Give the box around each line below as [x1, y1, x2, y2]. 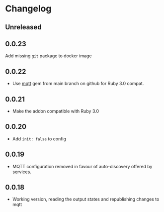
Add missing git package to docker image [5, 53, 92, 59]
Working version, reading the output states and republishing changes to [12, 196, 160, 202]
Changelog [5, 3, 52, 14]
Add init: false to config [12, 135, 66, 142]
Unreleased [5, 23, 42, 31]
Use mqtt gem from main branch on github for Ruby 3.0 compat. [12, 81, 144, 87]
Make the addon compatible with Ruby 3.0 [12, 108, 99, 114]
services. [12, 169, 31, 175]
